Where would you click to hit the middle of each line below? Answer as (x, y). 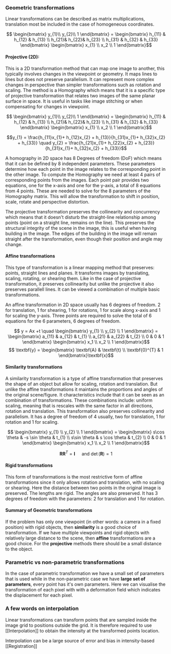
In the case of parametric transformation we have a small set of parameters (85, 573)
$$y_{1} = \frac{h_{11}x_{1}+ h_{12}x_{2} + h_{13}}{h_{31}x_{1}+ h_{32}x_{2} (86, 137)
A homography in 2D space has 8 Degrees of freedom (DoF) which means (84, 158)
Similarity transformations (34, 367)
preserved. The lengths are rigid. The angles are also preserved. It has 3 (82, 493)
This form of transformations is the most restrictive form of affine (74, 477)
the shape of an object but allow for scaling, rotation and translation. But (81, 384)
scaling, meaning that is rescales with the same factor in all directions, (79, 405)
